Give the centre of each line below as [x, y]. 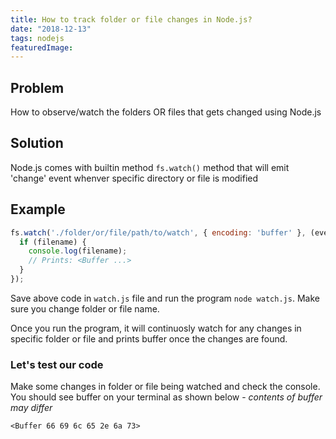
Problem [37, 87]
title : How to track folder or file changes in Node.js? [131, 19]
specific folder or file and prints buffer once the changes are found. [149, 338]
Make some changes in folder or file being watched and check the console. [165, 387]
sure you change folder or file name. [85, 308]
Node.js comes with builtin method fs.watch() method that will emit [150, 167]
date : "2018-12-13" [51, 29]
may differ [31, 408]
